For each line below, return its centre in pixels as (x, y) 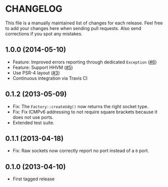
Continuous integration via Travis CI (50, 78)
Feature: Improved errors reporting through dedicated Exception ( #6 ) (85, 62)
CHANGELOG (34, 9)
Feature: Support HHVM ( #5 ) (43, 67)
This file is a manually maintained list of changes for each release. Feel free (84, 23)
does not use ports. (33, 117)
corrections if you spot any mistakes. (44, 34)
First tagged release (33, 179)
